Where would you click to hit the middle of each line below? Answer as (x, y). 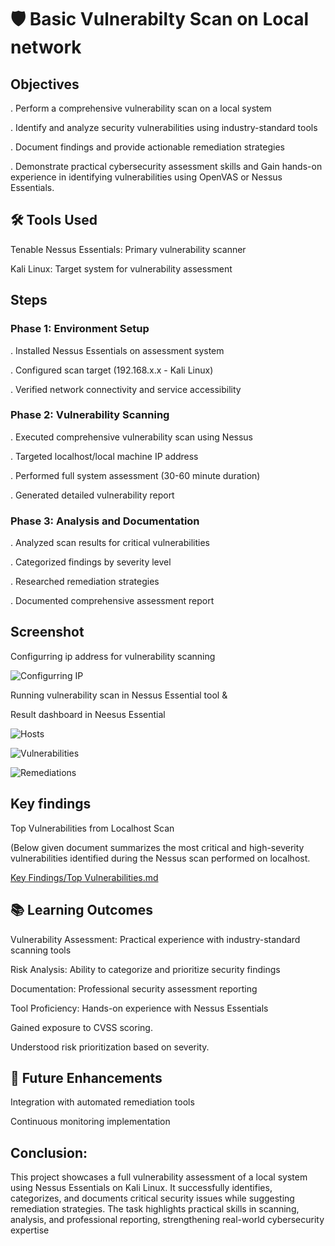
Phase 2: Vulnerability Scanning (90, 415)
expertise (30, 1230)
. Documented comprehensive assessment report (112, 601)
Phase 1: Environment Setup (80, 329)
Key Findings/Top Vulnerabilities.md (84, 877)
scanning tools (41, 950)
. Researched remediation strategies (85, 582)
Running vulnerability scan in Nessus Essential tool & (119, 695)
